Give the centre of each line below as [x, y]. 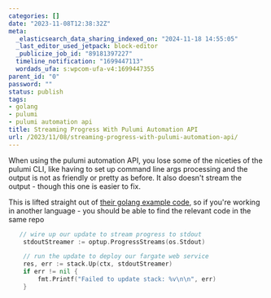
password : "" [31, 84]
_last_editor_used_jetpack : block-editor [87, 46]
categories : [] [34, 16]
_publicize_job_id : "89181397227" [74, 54]
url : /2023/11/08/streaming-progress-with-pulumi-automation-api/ [123, 137]
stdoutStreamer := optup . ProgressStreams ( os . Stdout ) [114, 242]
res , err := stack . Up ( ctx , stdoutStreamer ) [98, 264]
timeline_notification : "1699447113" [80, 62]
